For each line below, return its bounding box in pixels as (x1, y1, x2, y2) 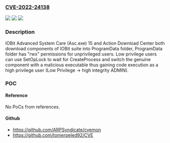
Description (5, 28, 35, 36)
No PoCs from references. (5, 103, 60, 110)
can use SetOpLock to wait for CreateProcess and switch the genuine (5, 56, 151, 62)
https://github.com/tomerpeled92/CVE (12, 132, 93, 138)
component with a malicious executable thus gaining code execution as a (5, 62, 158, 68)
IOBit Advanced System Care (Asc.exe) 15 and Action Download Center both (5, 40, 165, 46)
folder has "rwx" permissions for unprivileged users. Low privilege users (5, 51, 157, 57)
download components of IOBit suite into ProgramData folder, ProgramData (5, 45, 163, 51)
